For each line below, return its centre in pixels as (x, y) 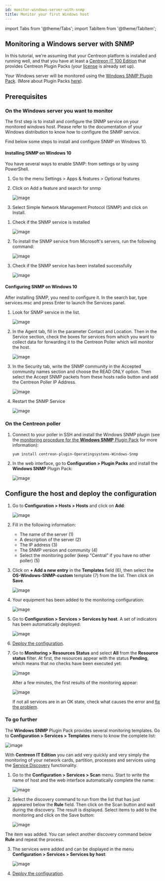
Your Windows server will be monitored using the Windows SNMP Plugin (79, 76)
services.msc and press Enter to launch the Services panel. (65, 303)
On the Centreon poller (33, 424)
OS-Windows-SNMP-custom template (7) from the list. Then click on (83, 575)
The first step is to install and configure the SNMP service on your (72, 121)
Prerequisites (26, 97)
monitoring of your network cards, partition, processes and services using (81, 760)
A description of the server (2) (50, 540)
